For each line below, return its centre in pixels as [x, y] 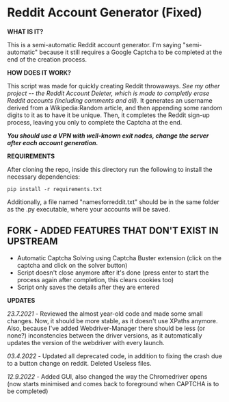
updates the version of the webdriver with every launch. [86, 342]
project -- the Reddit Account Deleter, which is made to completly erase [108, 93]
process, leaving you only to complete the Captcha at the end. [95, 122]
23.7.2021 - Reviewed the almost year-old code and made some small [105, 314]
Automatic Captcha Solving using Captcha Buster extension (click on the [119, 257]
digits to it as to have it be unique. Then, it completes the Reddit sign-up [108, 115]
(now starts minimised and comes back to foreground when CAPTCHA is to [113, 384]
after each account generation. [53, 142]
